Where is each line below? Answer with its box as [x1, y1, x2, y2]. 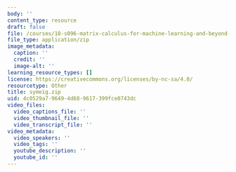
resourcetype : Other [7, 82, 68, 89]
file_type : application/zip [7, 37, 90, 44]
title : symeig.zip [7, 88, 61, 95]
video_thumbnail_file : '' [13, 114, 90, 121]
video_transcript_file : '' [13, 121, 93, 128]
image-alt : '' [13, 62, 55, 70]
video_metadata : [7, 128, 55, 135]
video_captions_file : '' [13, 108, 86, 115]
